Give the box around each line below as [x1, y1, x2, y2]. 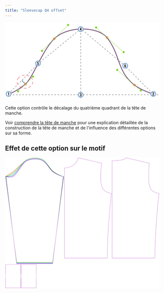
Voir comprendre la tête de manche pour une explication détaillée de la [5, 119, 148, 125]
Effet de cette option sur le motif [5, 144, 106, 152]
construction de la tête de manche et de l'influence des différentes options [5, 125, 156, 131]
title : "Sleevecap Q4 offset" [5, 8, 67, 13]
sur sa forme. [5, 130, 32, 136]
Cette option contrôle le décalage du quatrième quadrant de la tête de [5, 105, 146, 110]
